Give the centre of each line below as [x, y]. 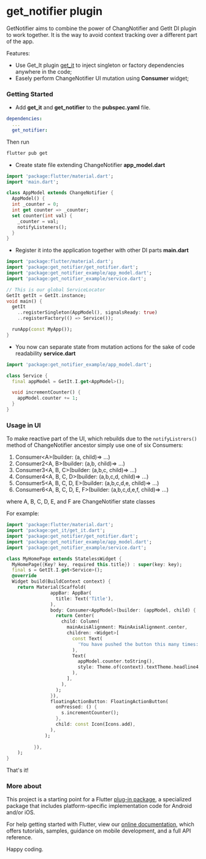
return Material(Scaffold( [52, 588]
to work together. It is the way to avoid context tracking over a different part [102, 34]
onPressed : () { [76, 707]
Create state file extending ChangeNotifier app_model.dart [90, 165]
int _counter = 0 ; [36, 204]
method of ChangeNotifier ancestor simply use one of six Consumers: [95, 445]
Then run [18, 142]
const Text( [87, 639]
